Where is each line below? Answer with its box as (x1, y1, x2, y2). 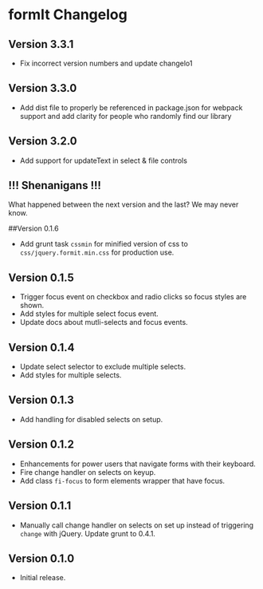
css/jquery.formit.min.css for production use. (19, 247, 175, 257)
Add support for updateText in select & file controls (19, 156, 187, 165)
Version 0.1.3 (8, 393, 74, 407)
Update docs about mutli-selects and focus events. (19, 318, 189, 327)
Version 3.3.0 (8, 81, 77, 95)
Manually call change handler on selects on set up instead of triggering (19, 520, 253, 530)
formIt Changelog (8, 6, 128, 24)
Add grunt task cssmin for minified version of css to (19, 239, 189, 249)
